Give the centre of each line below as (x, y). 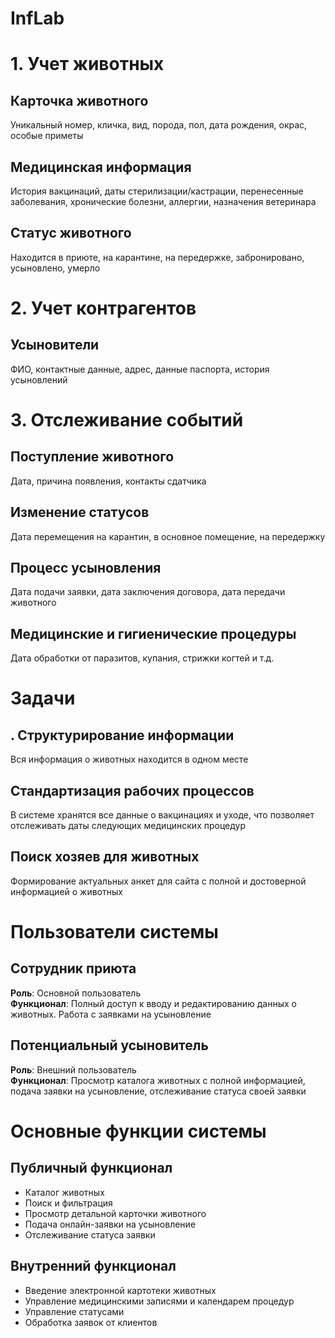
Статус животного (71, 233)
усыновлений (39, 379)
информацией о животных (66, 891)
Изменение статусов (80, 512)
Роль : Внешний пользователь (73, 1069)
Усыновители (55, 345)
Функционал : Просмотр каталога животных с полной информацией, (158, 1080)
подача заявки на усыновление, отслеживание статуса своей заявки (158, 1091)
